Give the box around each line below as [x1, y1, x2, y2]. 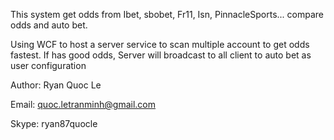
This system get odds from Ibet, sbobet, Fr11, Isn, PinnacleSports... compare [10, 9, 325, 20]
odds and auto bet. [10, 19, 88, 31]
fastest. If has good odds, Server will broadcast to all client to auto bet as [10, 49, 312, 61]
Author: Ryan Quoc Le [10, 79, 102, 91]
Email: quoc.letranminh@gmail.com [10, 99, 157, 110]
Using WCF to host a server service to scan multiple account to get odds [10, 39, 310, 50]
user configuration [10, 60, 87, 71]
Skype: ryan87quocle [10, 118, 98, 129]
